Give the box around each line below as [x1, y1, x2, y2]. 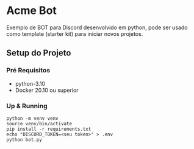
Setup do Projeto [6, 48, 71, 58]
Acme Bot [6, 4, 57, 18]
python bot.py [6, 136, 43, 143]
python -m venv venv [6, 115, 59, 122]
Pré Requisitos [6, 66, 51, 75]
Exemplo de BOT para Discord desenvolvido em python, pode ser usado [6, 24, 188, 31]
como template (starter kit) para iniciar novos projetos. [6, 30, 143, 37]
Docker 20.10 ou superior [15, 86, 79, 94]
